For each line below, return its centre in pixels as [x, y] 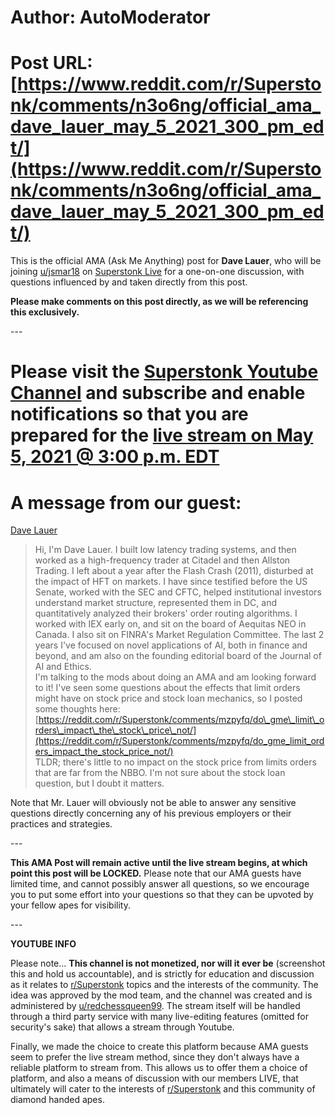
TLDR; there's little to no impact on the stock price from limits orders [175, 762]
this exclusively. [45, 312]
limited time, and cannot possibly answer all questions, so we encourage [160, 884]
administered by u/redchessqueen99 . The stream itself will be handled [155, 1006]
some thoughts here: [77, 709]
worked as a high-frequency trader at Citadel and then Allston [162, 560]
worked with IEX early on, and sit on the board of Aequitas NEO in [170, 624]
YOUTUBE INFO [43, 944]
